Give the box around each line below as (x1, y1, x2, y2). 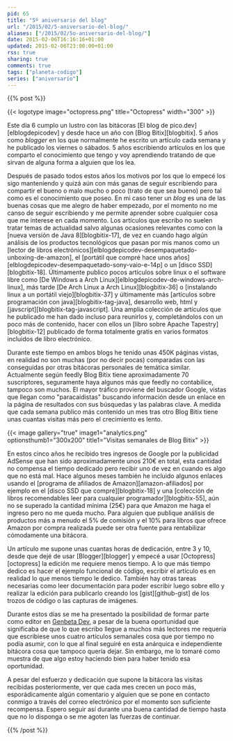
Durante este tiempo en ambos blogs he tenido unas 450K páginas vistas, (7, 348, 219, 357)
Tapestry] (191, 320, 219, 329)
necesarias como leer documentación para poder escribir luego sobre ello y (7, 582, 225, 590)
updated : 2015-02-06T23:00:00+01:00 (7, 43, 113, 50)
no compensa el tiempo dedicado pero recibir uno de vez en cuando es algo (7, 465, 226, 473)
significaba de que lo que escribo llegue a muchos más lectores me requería (7, 625, 227, 634)
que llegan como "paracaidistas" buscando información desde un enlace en (7, 393, 225, 401)
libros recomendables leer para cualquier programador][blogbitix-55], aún (7, 494, 220, 502)
